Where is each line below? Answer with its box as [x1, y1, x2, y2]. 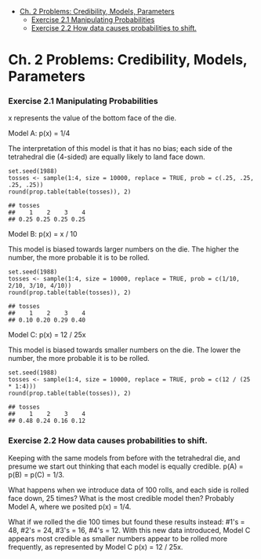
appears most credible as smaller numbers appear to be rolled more [8, 534, 228, 543]
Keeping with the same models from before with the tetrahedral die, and [8, 453, 241, 462]
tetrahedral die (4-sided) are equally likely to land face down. [8, 153, 205, 162]
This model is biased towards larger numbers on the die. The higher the [8, 245, 239, 254]
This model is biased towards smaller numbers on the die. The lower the [8, 345, 241, 355]
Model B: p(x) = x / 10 [8, 230, 78, 239]
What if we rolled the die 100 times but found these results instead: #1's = [8, 517, 245, 526]
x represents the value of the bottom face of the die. [8, 113, 177, 123]
